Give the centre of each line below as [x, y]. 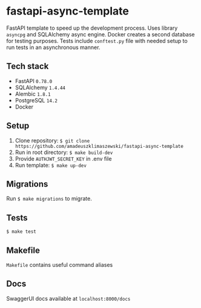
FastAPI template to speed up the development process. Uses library [92, 28]
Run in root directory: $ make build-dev [64, 152]
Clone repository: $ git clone [52, 140]
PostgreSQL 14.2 [36, 100]
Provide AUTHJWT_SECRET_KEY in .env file [63, 158]
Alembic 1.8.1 [33, 94]
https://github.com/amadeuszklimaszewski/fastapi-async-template [99, 146]
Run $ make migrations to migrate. [49, 199]
